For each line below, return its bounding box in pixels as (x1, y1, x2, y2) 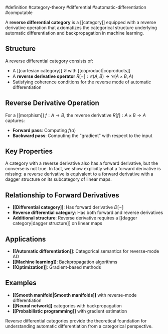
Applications (5, 235, 46, 243)
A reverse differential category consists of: (5, 58, 94, 64)
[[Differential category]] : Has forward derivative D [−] (12, 204, 124, 210)
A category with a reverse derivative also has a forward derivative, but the (5, 160, 158, 166)
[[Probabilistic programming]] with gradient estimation (12, 308, 127, 314)
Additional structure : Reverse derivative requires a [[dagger (12, 215, 137, 221)
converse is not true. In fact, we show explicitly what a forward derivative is (5, 166, 161, 172)
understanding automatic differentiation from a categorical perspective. (5, 323, 153, 329)
